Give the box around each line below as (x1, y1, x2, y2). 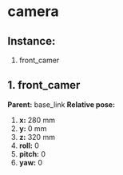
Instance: (7, 34, 56, 48)
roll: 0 (18, 141, 39, 150)
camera (7, 2, 59, 21)
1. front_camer (7, 78, 81, 92)
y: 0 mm (18, 123, 47, 133)
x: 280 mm (18, 115, 56, 125)
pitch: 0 (18, 149, 46, 158)
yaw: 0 (18, 157, 43, 167)
